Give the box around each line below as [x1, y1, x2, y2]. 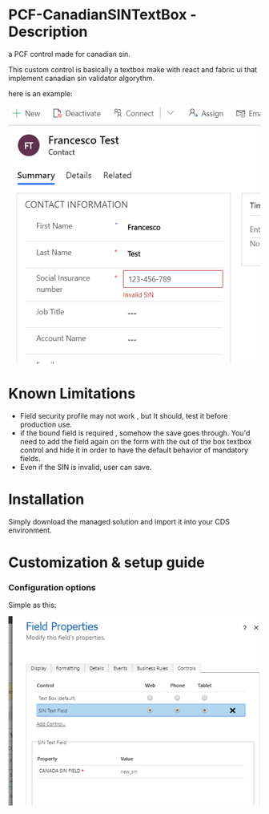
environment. [8, 525, 52, 535]
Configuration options [8, 581, 96, 593]
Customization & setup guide [8, 553, 206, 571]
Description [8, 22, 88, 41]
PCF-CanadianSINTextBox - [8, 6, 198, 24]
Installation [8, 491, 85, 508]
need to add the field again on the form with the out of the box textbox [19, 436, 252, 446]
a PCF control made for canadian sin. [8, 49, 130, 59]
